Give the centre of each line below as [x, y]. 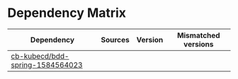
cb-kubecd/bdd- [40, 56]
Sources [115, 39]
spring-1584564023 [47, 65]
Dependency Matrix [67, 13]
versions [199, 44]
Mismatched [199, 35]
